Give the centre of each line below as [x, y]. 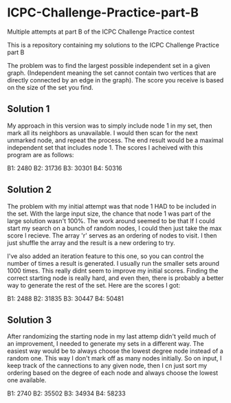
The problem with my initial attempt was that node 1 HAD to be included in [112, 206]
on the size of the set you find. [51, 87]
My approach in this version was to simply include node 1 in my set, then [110, 126]
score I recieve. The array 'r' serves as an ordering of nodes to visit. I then [112, 235]
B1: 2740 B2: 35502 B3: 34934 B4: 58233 [66, 393]
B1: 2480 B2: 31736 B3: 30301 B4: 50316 [65, 168]
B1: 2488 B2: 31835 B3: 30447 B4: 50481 [65, 298]
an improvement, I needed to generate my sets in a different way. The [106, 344]
